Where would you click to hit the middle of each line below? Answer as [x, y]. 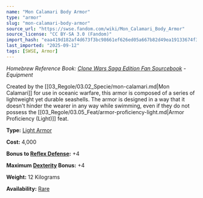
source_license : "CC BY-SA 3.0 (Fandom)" [59, 34]
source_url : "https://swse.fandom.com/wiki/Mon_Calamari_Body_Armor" [96, 29]
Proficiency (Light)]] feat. [37, 118]
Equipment [20, 75]
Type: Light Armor [29, 130]
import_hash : [23, 40]
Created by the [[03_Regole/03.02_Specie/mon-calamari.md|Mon [88, 86]
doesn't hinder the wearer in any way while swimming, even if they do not [98, 106]
